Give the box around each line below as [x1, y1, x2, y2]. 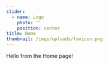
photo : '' [17, 19, 42, 25]
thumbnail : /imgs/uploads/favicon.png [6, 36, 103, 42]
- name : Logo [11, 14, 44, 20]
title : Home [6, 31, 36, 37]
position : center [17, 25, 60, 31]
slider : [6, 8, 26, 15]
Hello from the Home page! [6, 53, 73, 59]
